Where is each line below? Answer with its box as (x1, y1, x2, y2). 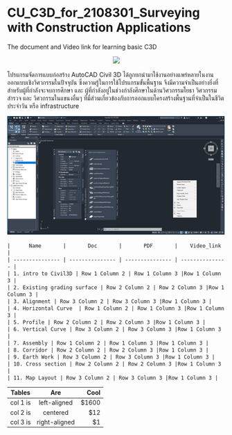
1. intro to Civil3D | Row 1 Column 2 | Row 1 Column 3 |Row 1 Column (13, 270, 222, 277)
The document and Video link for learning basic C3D (7, 42, 157, 51)
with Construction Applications (7, 19, 191, 35)
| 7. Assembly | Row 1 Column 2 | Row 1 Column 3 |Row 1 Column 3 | (7, 339, 209, 347)
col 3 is (10, 418, 31, 426)
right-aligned (37, 418, 75, 426)
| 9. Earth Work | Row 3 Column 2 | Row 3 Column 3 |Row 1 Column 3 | (7, 353, 215, 361)
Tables (10, 388, 31, 397)
